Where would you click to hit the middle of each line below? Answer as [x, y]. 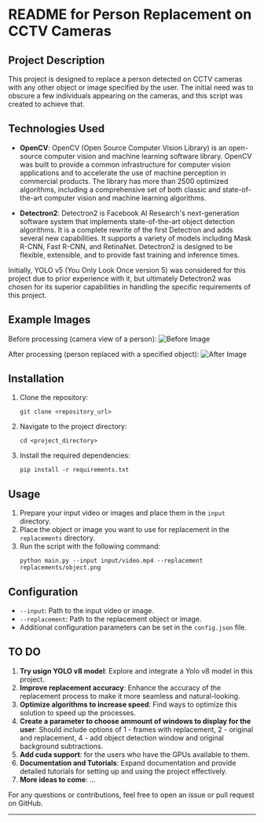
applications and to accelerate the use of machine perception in [123, 173]
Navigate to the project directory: [73, 427]
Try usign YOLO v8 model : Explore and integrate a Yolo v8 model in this [136, 671]
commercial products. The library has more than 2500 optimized [124, 181]
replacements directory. [57, 538]
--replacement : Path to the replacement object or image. [110, 619]
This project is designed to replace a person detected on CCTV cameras [125, 79]
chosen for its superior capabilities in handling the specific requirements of [130, 287]
